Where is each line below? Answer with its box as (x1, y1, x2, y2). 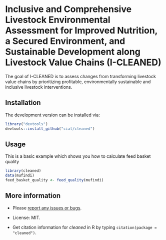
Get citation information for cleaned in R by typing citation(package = (12, 224, 157, 230)
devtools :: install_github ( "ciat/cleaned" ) (5, 126, 95, 131)
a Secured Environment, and (5, 36, 125, 47)
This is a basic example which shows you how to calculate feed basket (5, 153, 151, 159)
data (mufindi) (5, 173, 35, 178)
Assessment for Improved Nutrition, (5, 25, 158, 36)
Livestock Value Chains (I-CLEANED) (5, 57, 161, 68)
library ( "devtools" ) (5, 121, 48, 126)
